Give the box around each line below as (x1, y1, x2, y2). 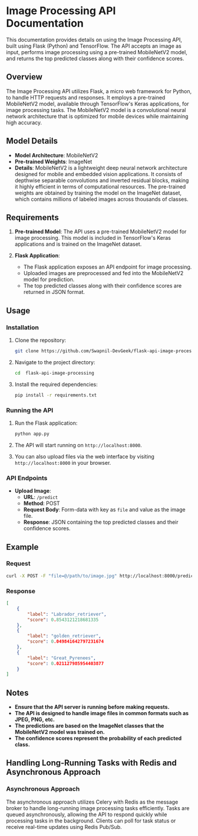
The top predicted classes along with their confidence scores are (23, 282, 182, 289)
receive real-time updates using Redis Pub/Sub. (6, 823, 122, 830)
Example (6, 542, 39, 552)
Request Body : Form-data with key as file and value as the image (23, 506, 186, 513)
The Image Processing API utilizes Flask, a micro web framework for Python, (6, 87, 192, 95)
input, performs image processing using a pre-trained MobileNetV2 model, (6, 48, 187, 55)
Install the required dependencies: (14, 381, 98, 388)
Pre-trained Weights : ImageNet (14, 158, 93, 165)
